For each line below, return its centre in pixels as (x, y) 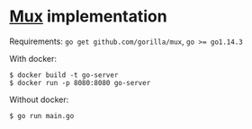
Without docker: (39, 99)
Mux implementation (89, 17)
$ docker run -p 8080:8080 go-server (80, 82)
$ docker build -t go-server (64, 75)
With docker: (33, 58)
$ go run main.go (42, 116)
